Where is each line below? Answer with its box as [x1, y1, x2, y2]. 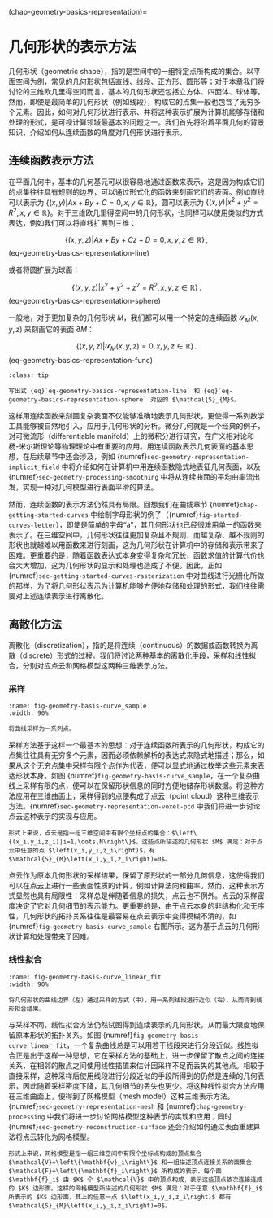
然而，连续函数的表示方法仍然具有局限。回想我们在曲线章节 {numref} [8, 500, 240, 510]
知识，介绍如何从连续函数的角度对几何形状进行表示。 [8, 127, 187, 137]
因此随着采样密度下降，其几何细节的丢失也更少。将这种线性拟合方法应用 [22, 1080, 265, 1090]
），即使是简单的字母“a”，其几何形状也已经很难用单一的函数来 [55, 520, 262, 530]
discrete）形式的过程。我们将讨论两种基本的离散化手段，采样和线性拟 [22, 651, 257, 660]
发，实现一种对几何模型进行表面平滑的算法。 [8, 482, 158, 492]
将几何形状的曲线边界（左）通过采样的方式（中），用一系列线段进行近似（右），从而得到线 [8, 996, 262, 1004]
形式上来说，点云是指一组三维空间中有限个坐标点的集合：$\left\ [8, 830, 197, 838]
